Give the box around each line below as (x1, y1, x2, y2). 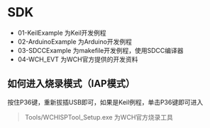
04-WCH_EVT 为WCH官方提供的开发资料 (17, 54, 138, 64)
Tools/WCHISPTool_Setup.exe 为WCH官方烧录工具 (24, 112, 174, 121)
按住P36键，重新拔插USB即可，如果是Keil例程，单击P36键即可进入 (7, 98, 204, 106)
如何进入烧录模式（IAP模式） (7, 78, 136, 90)
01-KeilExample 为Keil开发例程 (17, 28, 106, 37)
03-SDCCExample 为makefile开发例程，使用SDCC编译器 (17, 46, 184, 54)
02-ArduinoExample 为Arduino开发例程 (17, 37, 133, 46)
